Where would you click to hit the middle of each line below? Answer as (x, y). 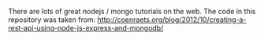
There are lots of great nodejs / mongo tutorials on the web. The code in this (132, 11)
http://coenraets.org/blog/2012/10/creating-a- (172, 20)
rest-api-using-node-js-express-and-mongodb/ (86, 28)
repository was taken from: (52, 20)
